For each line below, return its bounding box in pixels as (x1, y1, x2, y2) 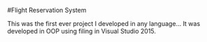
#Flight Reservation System (7, 6, 87, 14)
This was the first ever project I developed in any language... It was (7, 20, 201, 27)
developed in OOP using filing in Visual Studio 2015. (7, 27, 156, 35)
